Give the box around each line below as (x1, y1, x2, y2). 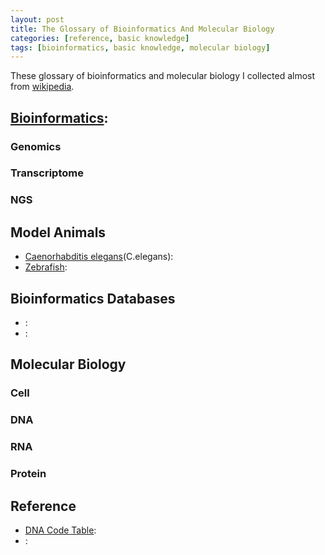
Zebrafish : (24, 261, 68, 273)
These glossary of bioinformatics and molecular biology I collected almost (10, 70, 316, 82)
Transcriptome (10, 166, 84, 180)
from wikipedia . (10, 81, 75, 93)
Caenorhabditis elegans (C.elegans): (24, 251, 174, 263)
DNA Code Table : (24, 524, 97, 536)
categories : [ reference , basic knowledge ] (10, 33, 190, 43)
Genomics (10, 139, 62, 153)
